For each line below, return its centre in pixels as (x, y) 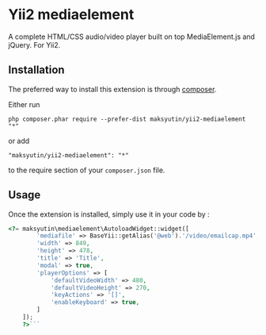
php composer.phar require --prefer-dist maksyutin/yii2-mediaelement (127, 119)
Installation (36, 70)
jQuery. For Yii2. (34, 44)
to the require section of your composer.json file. (87, 170)
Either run (24, 104)
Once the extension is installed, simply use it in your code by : (109, 214)
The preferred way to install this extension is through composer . (112, 89)
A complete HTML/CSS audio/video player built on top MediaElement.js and (132, 37)
